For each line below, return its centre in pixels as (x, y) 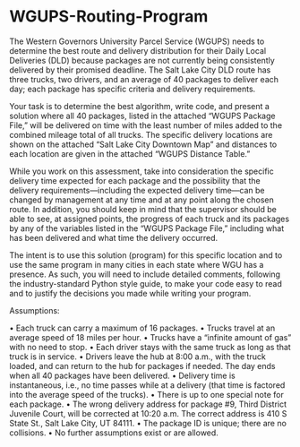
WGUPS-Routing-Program (109, 17)
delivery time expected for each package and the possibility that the (135, 180)
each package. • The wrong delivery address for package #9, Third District (148, 404)
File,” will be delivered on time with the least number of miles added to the (146, 125)
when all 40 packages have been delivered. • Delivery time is (122, 375)
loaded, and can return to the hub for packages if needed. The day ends (142, 365)
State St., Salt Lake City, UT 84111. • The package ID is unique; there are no (148, 423)
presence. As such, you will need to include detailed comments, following (145, 274)
